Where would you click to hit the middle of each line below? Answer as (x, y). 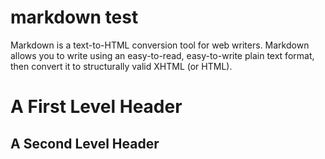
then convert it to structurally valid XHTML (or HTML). (121, 66)
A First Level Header (96, 107)
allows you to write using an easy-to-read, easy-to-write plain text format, (162, 55)
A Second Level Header (85, 143)
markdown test (74, 17)
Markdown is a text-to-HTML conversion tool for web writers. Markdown (160, 45)
